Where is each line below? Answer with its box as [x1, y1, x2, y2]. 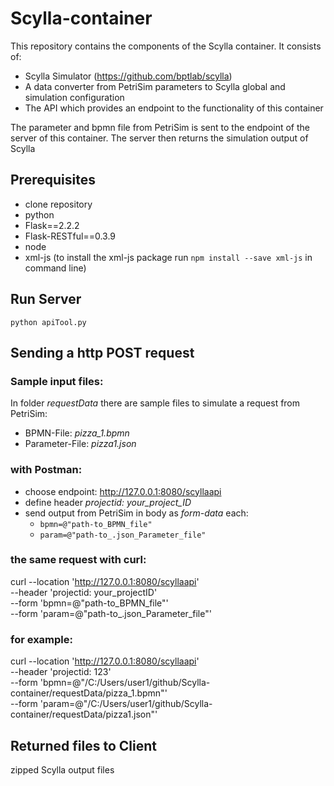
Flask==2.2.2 [24, 219, 80, 231]
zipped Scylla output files [10, 763, 115, 776]
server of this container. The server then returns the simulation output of [10, 132, 309, 144]
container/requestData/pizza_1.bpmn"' [10, 687, 168, 699]
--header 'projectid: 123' [10, 666, 112, 678]
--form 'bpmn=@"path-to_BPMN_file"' [10, 597, 169, 609]
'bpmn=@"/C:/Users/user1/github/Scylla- [39, 677, 211, 689]
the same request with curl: [10, 553, 147, 567]
